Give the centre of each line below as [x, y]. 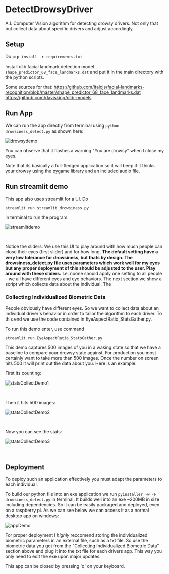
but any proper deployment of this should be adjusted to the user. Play [80, 268]
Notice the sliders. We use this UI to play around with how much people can [84, 247]
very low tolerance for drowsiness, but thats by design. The [69, 258]
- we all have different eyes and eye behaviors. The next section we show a [84, 279]
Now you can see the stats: [34, 431]
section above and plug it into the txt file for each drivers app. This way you [84, 551]
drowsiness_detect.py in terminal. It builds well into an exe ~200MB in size [82, 499]
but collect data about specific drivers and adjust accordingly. [69, 28]
